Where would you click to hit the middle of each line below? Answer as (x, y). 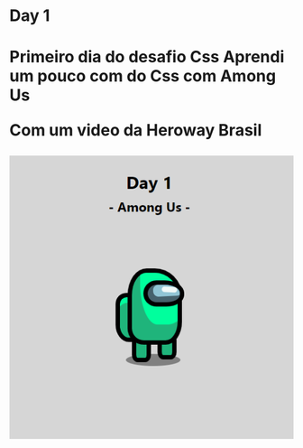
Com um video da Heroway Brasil (136, 131)
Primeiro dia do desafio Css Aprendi (147, 57)
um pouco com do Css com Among (143, 76)
